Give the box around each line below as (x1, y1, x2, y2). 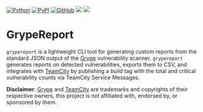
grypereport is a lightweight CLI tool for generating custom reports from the (6, 47, 197, 55)
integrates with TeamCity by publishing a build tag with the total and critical (6, 67, 196, 74)
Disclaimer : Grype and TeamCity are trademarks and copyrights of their (6, 85, 188, 93)
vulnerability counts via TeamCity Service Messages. (6, 74, 140, 81)
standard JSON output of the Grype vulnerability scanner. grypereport (6, 54, 183, 61)
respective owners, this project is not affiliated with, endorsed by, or (6, 92, 178, 99)
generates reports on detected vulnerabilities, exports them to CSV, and (6, 61, 187, 68)
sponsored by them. (6, 98, 57, 106)
